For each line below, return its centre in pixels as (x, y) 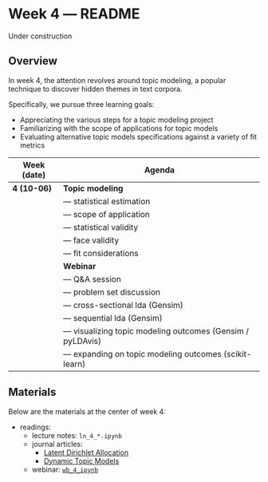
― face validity (91, 240)
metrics (32, 145)
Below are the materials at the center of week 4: (87, 411)
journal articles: (57, 444)
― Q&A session (92, 279)
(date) (34, 175)
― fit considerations (101, 253)
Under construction (40, 36)
